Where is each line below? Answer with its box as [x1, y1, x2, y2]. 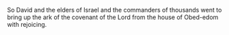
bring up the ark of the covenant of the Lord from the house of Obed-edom [7, 13, 219, 21]
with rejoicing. [7, 21, 47, 28]
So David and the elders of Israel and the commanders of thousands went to [7, 6, 222, 14]
